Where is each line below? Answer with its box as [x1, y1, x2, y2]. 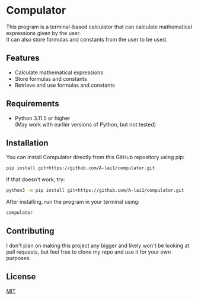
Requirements [6, 99, 59, 109]
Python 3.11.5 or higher [14, 114, 71, 122]
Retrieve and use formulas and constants [14, 81, 116, 89]
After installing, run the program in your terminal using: [6, 198, 140, 206]
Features [6, 53, 40, 63]
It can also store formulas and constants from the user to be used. [6, 36, 168, 43]
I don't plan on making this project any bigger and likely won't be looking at [6, 242, 190, 249]
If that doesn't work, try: [6, 176, 65, 183]
